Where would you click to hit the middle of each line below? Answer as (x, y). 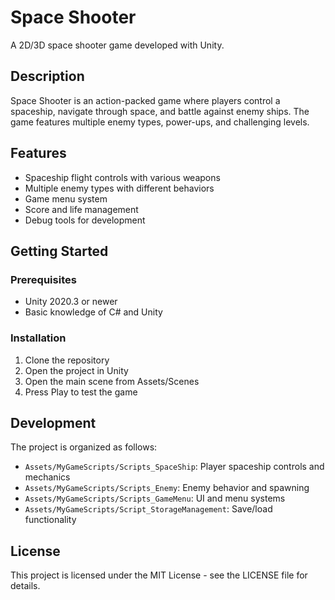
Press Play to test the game (81, 392)
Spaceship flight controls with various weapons (122, 177)
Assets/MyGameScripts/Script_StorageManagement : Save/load (148, 509)
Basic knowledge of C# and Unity (93, 312)
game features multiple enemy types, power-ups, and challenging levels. (160, 122)
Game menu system (66, 198)
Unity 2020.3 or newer (71, 302)
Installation (38, 338)
